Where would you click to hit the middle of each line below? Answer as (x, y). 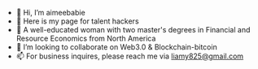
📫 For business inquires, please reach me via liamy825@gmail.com (130, 56)
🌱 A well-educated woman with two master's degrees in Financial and (133, 30)
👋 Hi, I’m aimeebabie (50, 13)
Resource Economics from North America (86, 38)
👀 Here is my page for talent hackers (78, 21)
